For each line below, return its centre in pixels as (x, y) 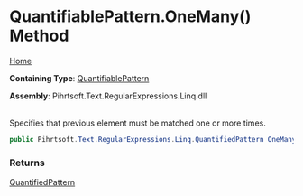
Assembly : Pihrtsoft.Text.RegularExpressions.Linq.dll (108, 96)
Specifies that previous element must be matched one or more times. (138, 123)
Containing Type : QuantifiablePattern (79, 78)
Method (39, 36)
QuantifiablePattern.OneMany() (130, 17)
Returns (27, 163)
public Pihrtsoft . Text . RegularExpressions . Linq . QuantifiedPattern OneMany (153, 139)
